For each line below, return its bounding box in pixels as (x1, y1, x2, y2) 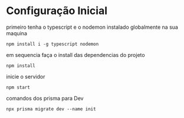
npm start (6, 84, 31, 90)
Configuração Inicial (6, 4, 108, 18)
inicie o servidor (6, 73, 45, 80)
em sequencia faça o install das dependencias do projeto (6, 51, 146, 58)
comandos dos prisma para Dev (6, 95, 84, 102)
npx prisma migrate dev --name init (6, 106, 96, 112)
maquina (6, 29, 28, 36)
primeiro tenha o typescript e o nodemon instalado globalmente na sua (6, 23, 179, 31)
